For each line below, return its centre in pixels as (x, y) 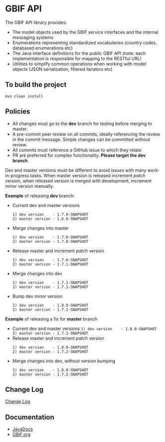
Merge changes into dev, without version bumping (64, 361)
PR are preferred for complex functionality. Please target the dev (79, 155)
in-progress (17, 175)
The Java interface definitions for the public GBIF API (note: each (79, 53)
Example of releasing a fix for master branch (51, 319)
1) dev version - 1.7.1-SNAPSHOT (50, 282)
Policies (18, 112)
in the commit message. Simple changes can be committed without (81, 139)
